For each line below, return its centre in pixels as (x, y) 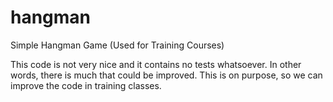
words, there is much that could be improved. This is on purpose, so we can (166, 75)
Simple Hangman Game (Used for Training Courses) (117, 45)
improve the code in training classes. (86, 85)
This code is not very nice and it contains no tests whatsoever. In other (156, 64)
